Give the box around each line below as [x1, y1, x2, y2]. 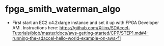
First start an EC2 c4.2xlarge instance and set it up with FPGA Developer [12, 20, 159, 25]
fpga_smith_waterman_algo [5, 3, 121, 15]
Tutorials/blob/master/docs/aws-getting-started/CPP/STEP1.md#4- [12, 30, 149, 36]
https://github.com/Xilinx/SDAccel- [59, 24, 130, 30]
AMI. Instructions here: [12, 24, 59, 30]
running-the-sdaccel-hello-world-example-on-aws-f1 [12, 35, 121, 41]
